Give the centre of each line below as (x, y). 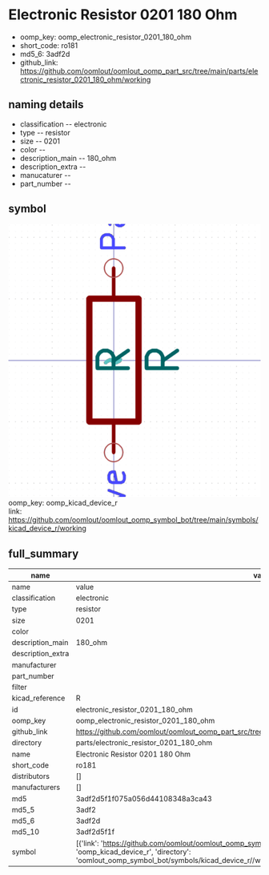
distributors (31, 776)
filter (20, 687)
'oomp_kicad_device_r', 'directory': (133, 852)
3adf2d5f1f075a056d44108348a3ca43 (144, 798)
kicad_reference (38, 698)
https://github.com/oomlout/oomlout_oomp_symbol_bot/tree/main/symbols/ (133, 520)
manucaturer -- (45, 175)
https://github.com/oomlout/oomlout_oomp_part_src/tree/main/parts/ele (139, 71)
